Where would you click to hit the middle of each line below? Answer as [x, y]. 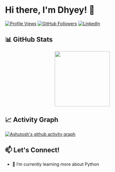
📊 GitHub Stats [29, 39]
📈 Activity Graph [32, 120]
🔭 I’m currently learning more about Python [56, 164]
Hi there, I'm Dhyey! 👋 [50, 10]
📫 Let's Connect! [32, 150]
